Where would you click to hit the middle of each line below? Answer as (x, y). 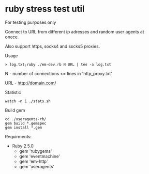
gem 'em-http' (34, 161)
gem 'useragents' (37, 166)
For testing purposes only (31, 22)
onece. (12, 37)
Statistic (13, 92)
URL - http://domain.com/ (31, 83)
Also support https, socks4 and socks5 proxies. (52, 46)
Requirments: (18, 136)
